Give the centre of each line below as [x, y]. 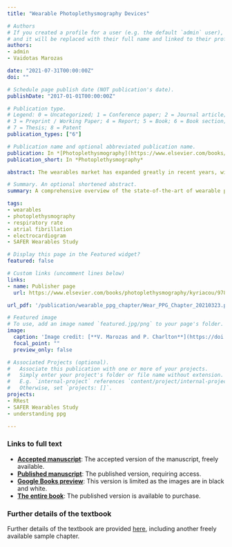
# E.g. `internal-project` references [66, 382]
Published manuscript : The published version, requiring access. [109, 474]
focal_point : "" [37, 343]
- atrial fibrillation [40, 229]
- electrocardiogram [37, 236]
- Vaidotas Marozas [35, 58]
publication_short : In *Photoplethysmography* [75, 160]
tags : [15, 204]
